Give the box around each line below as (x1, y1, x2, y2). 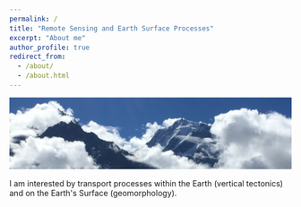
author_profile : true (9, 43, 90, 52)
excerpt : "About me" (9, 33, 87, 42)
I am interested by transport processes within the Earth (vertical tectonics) (9, 177, 284, 188)
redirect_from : (9, 52, 66, 62)
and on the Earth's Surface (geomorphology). (9, 187, 177, 198)
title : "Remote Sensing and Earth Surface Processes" (9, 23, 215, 33)
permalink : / (9, 14, 58, 23)
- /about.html (17, 72, 70, 81)
